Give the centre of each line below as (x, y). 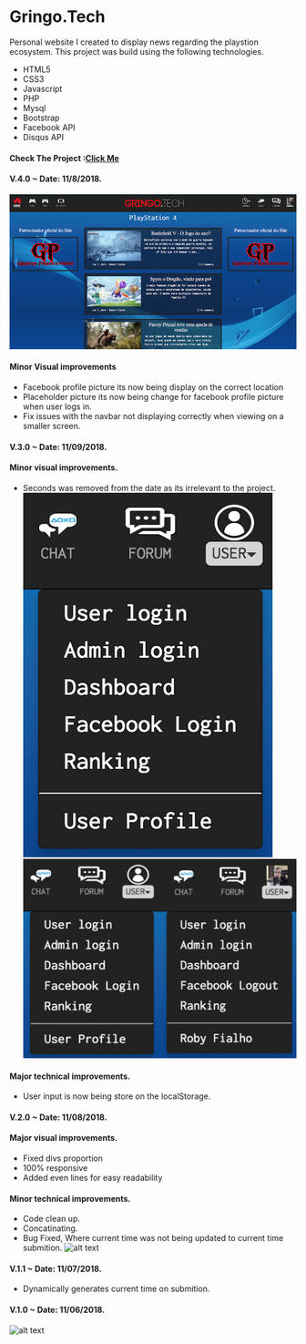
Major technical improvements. (70, 1076)
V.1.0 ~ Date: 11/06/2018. (57, 1309)
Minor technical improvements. (70, 1198)
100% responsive (55, 1167)
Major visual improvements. (64, 1138)
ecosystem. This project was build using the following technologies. (137, 51)
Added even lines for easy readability (92, 1177)
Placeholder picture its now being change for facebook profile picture (153, 397)
